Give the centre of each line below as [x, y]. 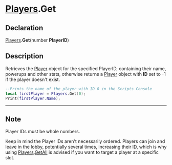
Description [24, 56]
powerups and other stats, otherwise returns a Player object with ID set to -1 [86, 74]
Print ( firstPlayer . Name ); [33, 98]
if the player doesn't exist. [33, 79]
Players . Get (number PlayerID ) [37, 40]
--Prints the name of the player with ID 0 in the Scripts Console [79, 89]
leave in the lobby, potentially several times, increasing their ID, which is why [86, 147]
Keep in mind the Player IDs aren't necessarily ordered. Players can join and [85, 141]
